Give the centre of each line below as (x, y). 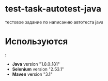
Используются (37, 41)
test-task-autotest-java (53, 9)
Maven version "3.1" (32, 74)
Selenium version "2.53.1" (38, 69)
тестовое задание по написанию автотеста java (54, 22)
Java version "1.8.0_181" (36, 64)
